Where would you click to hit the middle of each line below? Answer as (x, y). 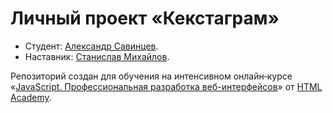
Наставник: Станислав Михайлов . (97, 56)
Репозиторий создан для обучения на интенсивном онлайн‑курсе (151, 76)
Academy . (31, 97)
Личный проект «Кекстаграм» (145, 18)
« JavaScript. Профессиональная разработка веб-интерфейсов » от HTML (166, 86)
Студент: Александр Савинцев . (91, 46)
